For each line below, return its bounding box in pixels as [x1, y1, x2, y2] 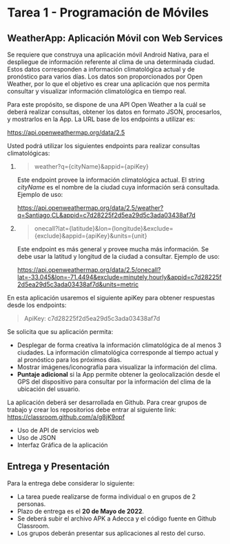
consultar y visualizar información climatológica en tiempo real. [7, 87, 187, 95]
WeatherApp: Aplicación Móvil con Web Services [7, 32, 223, 44]
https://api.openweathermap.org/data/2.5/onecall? [17, 266, 161, 273]
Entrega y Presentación [7, 461, 110, 472]
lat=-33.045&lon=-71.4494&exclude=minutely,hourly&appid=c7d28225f [17, 273, 222, 281]
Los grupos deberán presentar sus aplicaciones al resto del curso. [17, 529, 205, 537]
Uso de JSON [17, 434, 56, 441]
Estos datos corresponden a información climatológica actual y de [7, 65, 195, 73]
